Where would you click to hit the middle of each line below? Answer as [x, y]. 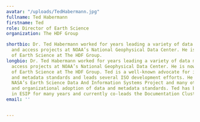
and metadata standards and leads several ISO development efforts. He [102, 78]
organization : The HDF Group [42, 34]
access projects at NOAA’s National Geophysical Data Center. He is [98, 66]
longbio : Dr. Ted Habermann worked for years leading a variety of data [98, 61]
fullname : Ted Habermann [37, 17]
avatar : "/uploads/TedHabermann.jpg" [53, 12]
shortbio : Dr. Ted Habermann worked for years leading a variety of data [100, 44]
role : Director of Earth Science [48, 28]
